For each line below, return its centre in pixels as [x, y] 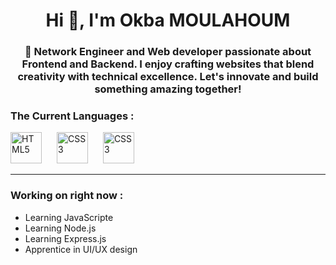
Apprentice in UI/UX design [81, 249]
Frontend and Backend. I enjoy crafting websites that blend [168, 64]
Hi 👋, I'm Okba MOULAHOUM [168, 20]
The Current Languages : [72, 116]
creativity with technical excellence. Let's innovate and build [168, 77]
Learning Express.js [65, 238]
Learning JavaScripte [69, 217]
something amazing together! [168, 89]
